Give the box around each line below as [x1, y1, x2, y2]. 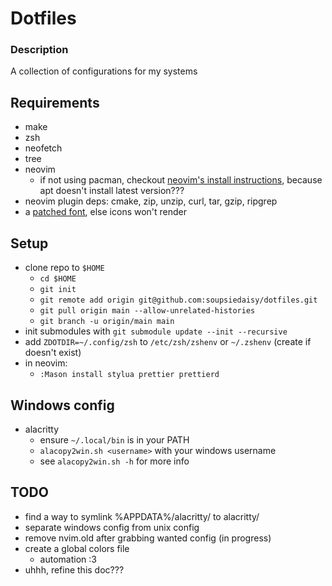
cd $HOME [39, 274, 77, 284]
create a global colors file [24, 542, 130, 554]
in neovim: [24, 357, 68, 369]
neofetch [24, 142, 63, 154]
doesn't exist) [24, 347, 82, 359]
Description [10, 43, 69, 57]
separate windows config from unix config [24, 521, 200, 533]
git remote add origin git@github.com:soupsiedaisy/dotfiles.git [39, 295, 318, 306]
